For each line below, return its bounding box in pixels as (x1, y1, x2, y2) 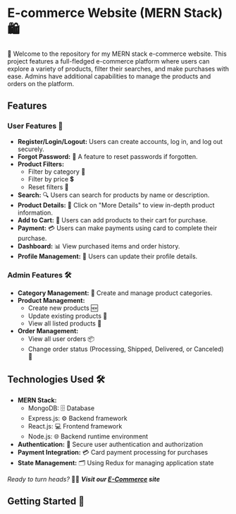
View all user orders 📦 (27, 334, 95, 343)
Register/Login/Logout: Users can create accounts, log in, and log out (17, 137, 223, 145)
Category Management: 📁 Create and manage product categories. (17, 288, 213, 297)
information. (17, 208, 53, 217)
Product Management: (17, 296, 85, 304)
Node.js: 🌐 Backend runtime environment (27, 432, 149, 441)
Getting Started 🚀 (7, 496, 85, 508)
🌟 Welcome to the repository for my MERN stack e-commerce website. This (7, 49, 227, 58)
